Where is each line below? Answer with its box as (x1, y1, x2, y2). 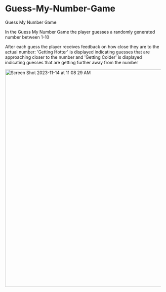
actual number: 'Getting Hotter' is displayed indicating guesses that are (5, 49, 150, 55)
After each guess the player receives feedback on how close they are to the (5, 43, 160, 49)
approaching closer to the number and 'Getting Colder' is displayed (5, 54, 142, 60)
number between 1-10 (5, 34, 49, 40)
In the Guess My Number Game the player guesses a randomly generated (5, 29, 155, 35)
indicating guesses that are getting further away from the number (5, 59, 138, 65)
